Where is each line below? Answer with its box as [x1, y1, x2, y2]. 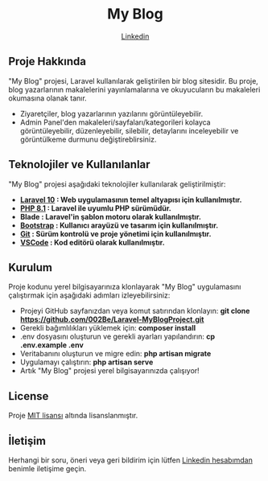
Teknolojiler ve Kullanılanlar [8, 158, 150, 171]
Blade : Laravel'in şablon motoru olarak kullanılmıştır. [19, 212, 201, 221]
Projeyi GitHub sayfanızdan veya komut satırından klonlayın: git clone [19, 306, 250, 316]
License [8, 389, 49, 403]
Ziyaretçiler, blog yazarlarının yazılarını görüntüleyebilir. [19, 109, 204, 118]
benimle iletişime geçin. [8, 464, 87, 473]
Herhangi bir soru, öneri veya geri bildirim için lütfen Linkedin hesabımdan [8, 455, 254, 465]
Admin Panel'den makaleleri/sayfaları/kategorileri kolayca [19, 117, 211, 127]
